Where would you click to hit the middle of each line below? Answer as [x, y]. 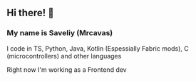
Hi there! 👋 [31, 13]
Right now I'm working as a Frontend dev [67, 69]
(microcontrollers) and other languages [64, 56]
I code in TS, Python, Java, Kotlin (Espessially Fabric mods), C [98, 48]
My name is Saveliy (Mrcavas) [60, 33]
